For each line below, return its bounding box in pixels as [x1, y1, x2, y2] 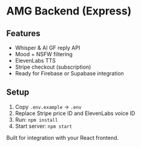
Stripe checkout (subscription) [15, 63, 91, 70]
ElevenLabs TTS [15, 57, 56, 64]
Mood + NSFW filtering [15, 51, 73, 58]
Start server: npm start [15, 122, 73, 130]
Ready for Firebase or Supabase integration [15, 70, 124, 77]
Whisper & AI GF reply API [15, 44, 80, 51]
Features [6, 28, 41, 39]
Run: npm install [15, 116, 59, 123]
